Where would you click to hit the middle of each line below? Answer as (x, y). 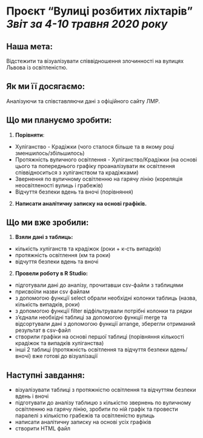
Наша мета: (30, 46)
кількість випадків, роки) (47, 305)
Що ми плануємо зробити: (59, 120)
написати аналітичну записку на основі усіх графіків (83, 422)
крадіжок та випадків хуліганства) (59, 343)
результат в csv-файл (43, 330)
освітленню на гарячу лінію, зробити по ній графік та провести (96, 409)
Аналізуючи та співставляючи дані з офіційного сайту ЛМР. (83, 101)
